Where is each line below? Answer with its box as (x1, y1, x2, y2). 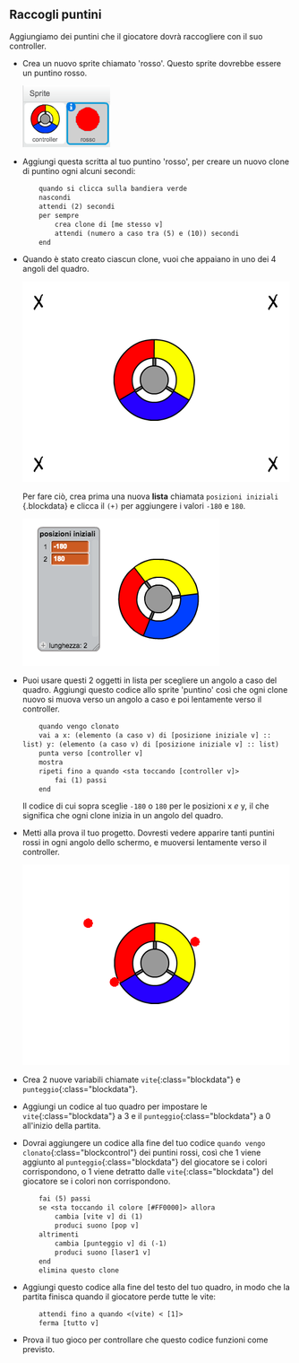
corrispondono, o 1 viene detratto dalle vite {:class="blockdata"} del (21, 1166, 274, 1176)
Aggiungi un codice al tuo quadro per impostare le (21, 1101, 208, 1112)
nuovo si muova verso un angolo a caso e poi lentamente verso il (21, 694, 262, 704)
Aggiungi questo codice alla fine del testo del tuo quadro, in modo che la (21, 1281, 291, 1292)
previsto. (21, 1343, 56, 1354)
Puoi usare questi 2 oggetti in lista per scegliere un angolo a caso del (21, 675, 278, 686)
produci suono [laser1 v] (55, 1247, 151, 1257)
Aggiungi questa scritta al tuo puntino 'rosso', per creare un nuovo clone (21, 156, 289, 167)
